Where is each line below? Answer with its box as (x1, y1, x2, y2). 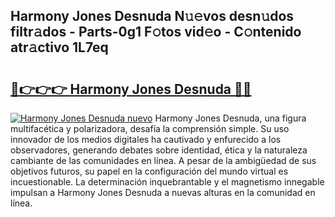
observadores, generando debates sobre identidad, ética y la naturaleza (10, 144, 308, 156)
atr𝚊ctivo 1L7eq (10, 39, 109, 56)
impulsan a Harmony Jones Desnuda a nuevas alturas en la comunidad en (10, 187, 316, 198)
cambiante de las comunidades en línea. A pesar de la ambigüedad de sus (10, 155, 317, 166)
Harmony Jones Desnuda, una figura (154, 112, 307, 124)
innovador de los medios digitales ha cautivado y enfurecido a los (10, 134, 282, 145)
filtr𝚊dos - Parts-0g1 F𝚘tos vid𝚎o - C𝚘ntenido (10, 24, 302, 41)
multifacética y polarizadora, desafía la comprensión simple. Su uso (10, 123, 290, 134)
